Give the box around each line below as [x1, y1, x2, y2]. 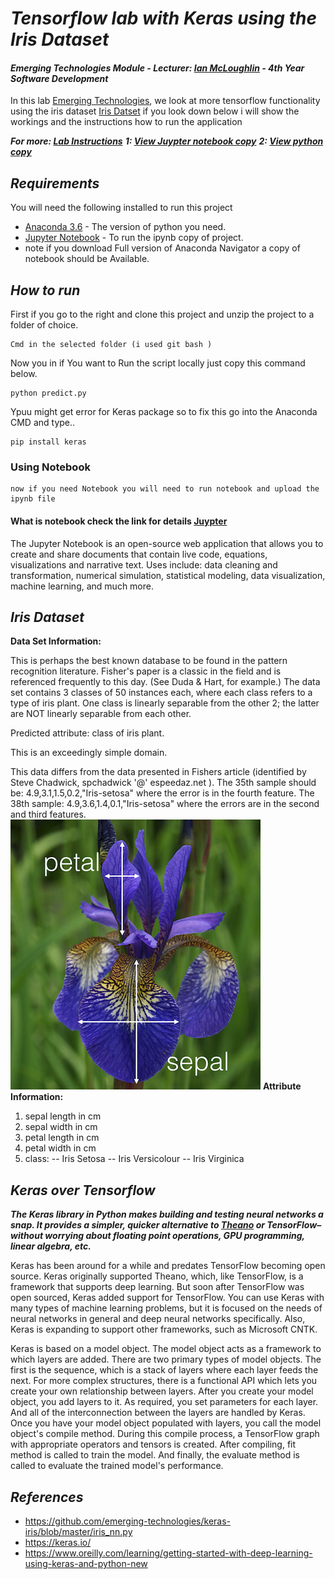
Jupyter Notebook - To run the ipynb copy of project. [24, 232, 244, 244]
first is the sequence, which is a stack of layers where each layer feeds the [10, 1364, 319, 1376]
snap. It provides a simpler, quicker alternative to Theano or [10, 1219, 265, 1231]
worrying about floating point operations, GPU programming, [44, 1230, 305, 1242]
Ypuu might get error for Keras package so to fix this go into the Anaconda [10, 406, 318, 418]
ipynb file [10, 494, 56, 504]
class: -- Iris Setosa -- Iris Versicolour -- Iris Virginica [24, 1153, 245, 1165]
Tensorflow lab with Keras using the [10, 7, 317, 30]
